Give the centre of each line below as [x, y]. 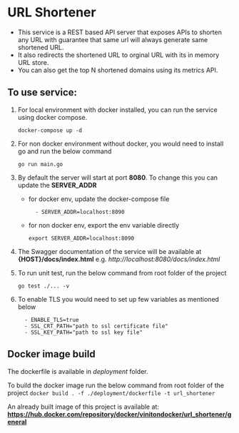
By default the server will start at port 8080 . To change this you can [118, 177]
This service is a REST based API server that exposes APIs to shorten [120, 32]
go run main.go [40, 164]
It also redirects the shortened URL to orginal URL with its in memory [118, 55]
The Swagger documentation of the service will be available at [110, 251]
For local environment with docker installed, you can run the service [117, 109]
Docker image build [51, 354]
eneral [17, 422]
